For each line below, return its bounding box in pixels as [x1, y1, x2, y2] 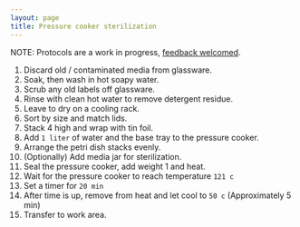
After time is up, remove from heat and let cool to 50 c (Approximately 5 [23, 190, 292, 201]
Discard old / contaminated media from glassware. [23, 64, 212, 75]
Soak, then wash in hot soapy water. [23, 74, 160, 84]
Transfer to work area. [23, 209, 107, 220]
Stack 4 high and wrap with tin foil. [23, 122, 153, 133]
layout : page [10, 13, 60, 23]
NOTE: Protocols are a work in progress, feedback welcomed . [10, 46, 241, 57]
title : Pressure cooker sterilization [10, 22, 157, 31]
